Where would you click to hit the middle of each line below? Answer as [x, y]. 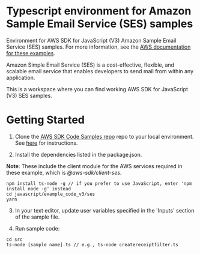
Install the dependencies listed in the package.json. [78, 154]
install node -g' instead [38, 189]
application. [21, 77]
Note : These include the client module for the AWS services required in [94, 166]
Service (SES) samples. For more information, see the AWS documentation [98, 47]
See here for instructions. [46, 143]
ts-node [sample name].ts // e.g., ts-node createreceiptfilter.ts [92, 244]
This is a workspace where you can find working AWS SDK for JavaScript [97, 89]
